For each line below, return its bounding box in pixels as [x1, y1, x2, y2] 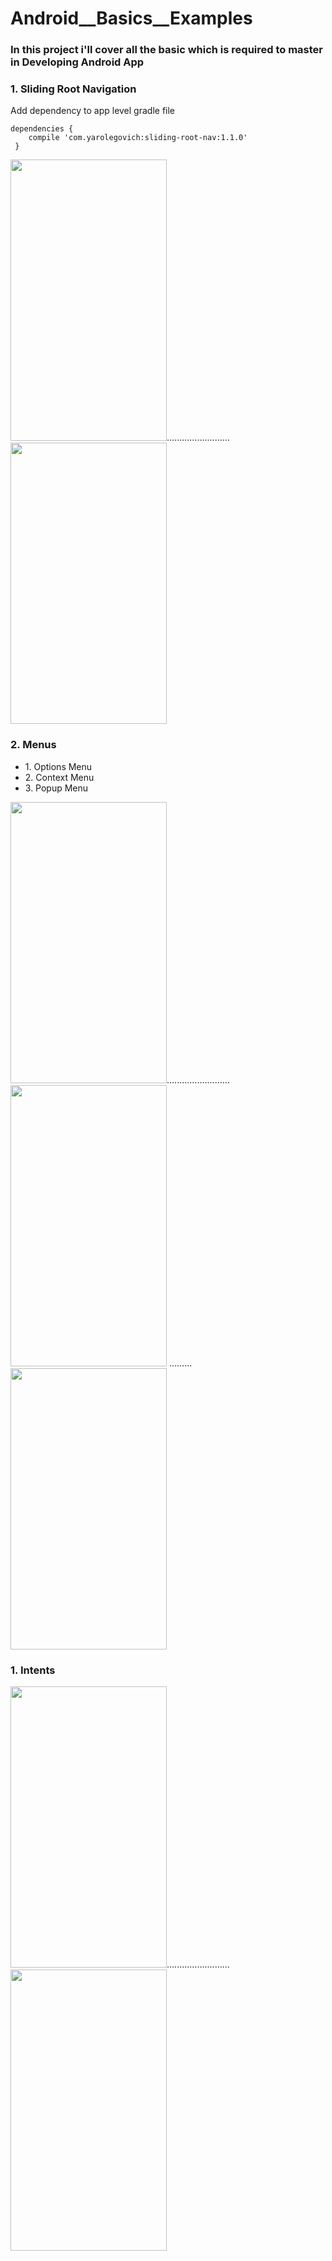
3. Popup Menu [24, 782, 89, 794]
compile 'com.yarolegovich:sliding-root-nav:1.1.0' [28, 133, 248, 143]
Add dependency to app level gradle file [10, 105, 176, 117]
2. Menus [10, 738, 57, 752]
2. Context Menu [24, 771, 95, 783]
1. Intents [10, 1663, 56, 1677]
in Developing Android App [10, 55, 145, 69]
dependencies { [10, 124, 74, 134]
